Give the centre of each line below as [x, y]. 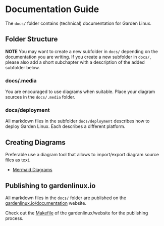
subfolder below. [23, 67]
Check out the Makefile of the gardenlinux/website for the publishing [77, 213]
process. [14, 218]
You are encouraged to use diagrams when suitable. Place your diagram [80, 92]
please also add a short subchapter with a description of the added [75, 62]
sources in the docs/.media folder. [40, 97]
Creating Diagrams [35, 142]
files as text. [18, 160]
